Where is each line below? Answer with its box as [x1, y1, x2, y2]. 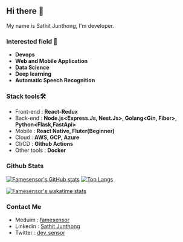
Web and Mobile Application [14, 57, 88, 65]
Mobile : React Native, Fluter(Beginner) [14, 128, 115, 135]
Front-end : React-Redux [14, 108, 79, 116]
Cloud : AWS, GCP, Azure [14, 134, 80, 141]
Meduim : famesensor [14, 216, 70, 223]
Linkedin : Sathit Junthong [14, 223, 80, 230]
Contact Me [6, 202, 42, 211]
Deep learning [14, 70, 52, 77]
